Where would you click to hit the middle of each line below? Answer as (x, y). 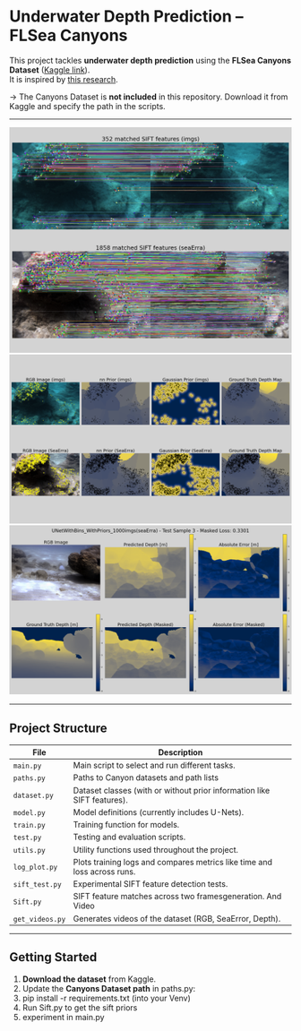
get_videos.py (39, 919)
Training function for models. (126, 825)
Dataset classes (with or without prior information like (172, 790)
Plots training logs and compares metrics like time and (173, 862)
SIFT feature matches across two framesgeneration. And (177, 897)
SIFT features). (100, 800)
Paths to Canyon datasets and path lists (146, 778)
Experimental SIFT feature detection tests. (150, 884)
